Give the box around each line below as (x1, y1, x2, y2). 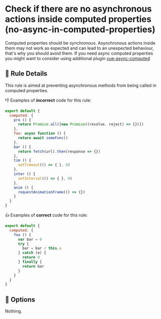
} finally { (17, 259, 42, 264)
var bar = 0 (17, 237, 42, 242)
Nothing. (5, 308, 23, 314)
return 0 (22, 255, 40, 260)
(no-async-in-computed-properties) (5, 24, 156, 35)
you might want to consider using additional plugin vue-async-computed (5, 55, 150, 61)
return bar (22, 264, 44, 269)
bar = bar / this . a (22, 246, 62, 251)
